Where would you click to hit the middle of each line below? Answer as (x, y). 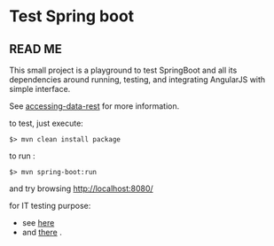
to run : (22, 156)
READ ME (35, 49)
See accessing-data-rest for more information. (94, 106)
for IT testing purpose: (50, 206)
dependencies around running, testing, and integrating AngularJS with (137, 80)
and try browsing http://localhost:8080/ (81, 188)
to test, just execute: (47, 123)
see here (38, 223)
